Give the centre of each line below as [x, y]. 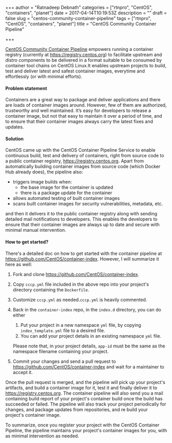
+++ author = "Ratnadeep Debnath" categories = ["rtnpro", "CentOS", [79, 7]
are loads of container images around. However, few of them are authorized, [86, 105]
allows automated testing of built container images [66, 198]
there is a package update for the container [66, 193]
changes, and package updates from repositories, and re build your [77, 409]
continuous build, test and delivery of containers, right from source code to [85, 156]
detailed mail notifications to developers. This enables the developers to [81, 219]
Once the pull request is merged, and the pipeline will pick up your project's [85, 382]
